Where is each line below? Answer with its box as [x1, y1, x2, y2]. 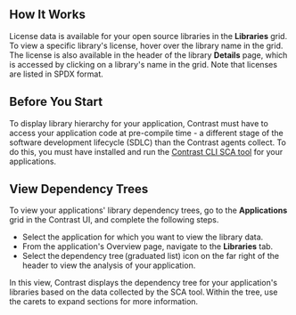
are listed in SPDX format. [9, 69, 104, 79]
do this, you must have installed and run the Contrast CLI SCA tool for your [9, 146, 284, 157]
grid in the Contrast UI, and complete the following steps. [9, 214, 219, 225]
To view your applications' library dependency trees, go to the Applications [9, 205, 288, 216]
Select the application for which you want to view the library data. [21, 231, 264, 243]
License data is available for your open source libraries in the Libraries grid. [9, 30, 288, 41]
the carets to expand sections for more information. [9, 296, 199, 307]
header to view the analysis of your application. [21, 260, 196, 271]
